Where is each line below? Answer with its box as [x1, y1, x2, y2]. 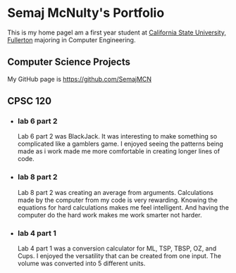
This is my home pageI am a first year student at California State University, [7, 28, 227, 37]
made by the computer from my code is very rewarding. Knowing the [17, 196, 218, 204]
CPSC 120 [7, 95, 51, 107]
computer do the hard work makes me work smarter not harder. [17, 210, 202, 219]
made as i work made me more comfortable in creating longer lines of [17, 147, 221, 155]
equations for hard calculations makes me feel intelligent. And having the [17, 203, 229, 212]
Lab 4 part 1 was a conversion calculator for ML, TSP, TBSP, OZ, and [17, 244, 217, 253]
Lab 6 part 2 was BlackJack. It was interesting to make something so [17, 132, 218, 141]
